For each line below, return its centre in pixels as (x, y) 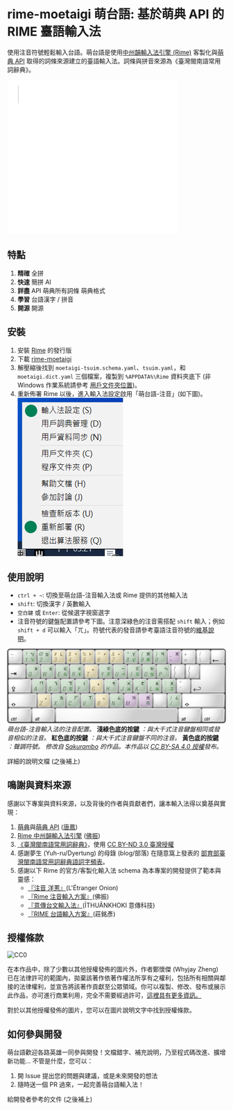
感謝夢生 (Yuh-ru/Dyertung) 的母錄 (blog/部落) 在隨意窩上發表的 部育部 (118, 853)
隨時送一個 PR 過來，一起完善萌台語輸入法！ (80, 1085)
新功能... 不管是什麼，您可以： (50, 1061)
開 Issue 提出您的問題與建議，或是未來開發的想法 (87, 1076)
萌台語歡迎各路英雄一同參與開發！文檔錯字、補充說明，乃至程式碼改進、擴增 (116, 1052)
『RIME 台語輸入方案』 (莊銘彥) (71, 914)
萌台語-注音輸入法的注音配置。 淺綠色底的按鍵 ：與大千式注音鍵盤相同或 (111, 729)
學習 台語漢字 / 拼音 (45, 299)
